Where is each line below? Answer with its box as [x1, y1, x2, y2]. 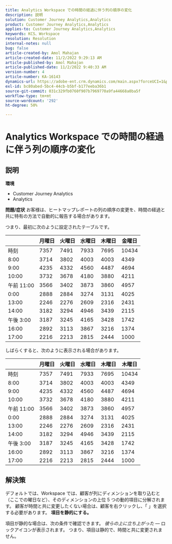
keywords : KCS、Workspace [5, 31, 60, 36]
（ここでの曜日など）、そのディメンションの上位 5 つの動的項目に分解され [5, 496, 161, 502]
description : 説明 [5, 12, 43, 17]
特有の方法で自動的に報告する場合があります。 [14, 213, 113, 219]
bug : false [5, 46, 29, 51]
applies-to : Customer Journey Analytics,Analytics [5, 27, 116, 32]
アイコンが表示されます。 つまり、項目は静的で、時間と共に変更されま [14, 527, 163, 533]
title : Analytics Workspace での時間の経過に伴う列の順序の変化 [5, 7, 132, 13]
